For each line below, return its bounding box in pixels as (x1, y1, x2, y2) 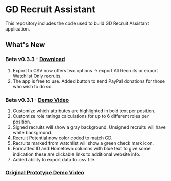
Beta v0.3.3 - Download (5, 56, 65, 63)
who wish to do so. (12, 83, 53, 89)
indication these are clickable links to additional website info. (12, 151, 141, 157)
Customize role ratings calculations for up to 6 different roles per (12, 113, 149, 119)
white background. (12, 129, 53, 135)
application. (5, 25, 30, 32)
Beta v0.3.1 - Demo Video (5, 96, 69, 103)
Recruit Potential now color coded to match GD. (12, 135, 113, 141)
